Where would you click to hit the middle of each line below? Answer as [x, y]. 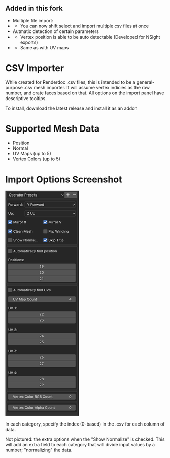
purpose [14, 87]
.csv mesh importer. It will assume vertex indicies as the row [87, 87]
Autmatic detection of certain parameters [56, 31]
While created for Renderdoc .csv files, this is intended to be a [70, 82]
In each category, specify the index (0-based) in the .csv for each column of [85, 424]
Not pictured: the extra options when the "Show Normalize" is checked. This [85, 439]
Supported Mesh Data [53, 128]
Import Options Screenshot [64, 179]
